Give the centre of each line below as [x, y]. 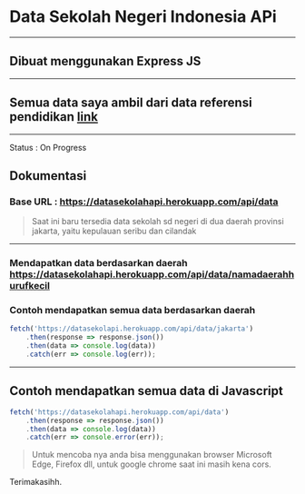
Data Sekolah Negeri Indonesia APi [143, 17]
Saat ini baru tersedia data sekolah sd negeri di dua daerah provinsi [157, 222]
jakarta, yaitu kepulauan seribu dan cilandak [114, 231]
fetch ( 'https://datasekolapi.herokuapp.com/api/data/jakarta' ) [132, 329]
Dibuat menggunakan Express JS [105, 61]
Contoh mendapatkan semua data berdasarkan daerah [133, 311]
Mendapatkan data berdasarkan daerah [98, 263]
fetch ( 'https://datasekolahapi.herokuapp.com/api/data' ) [119, 412]
